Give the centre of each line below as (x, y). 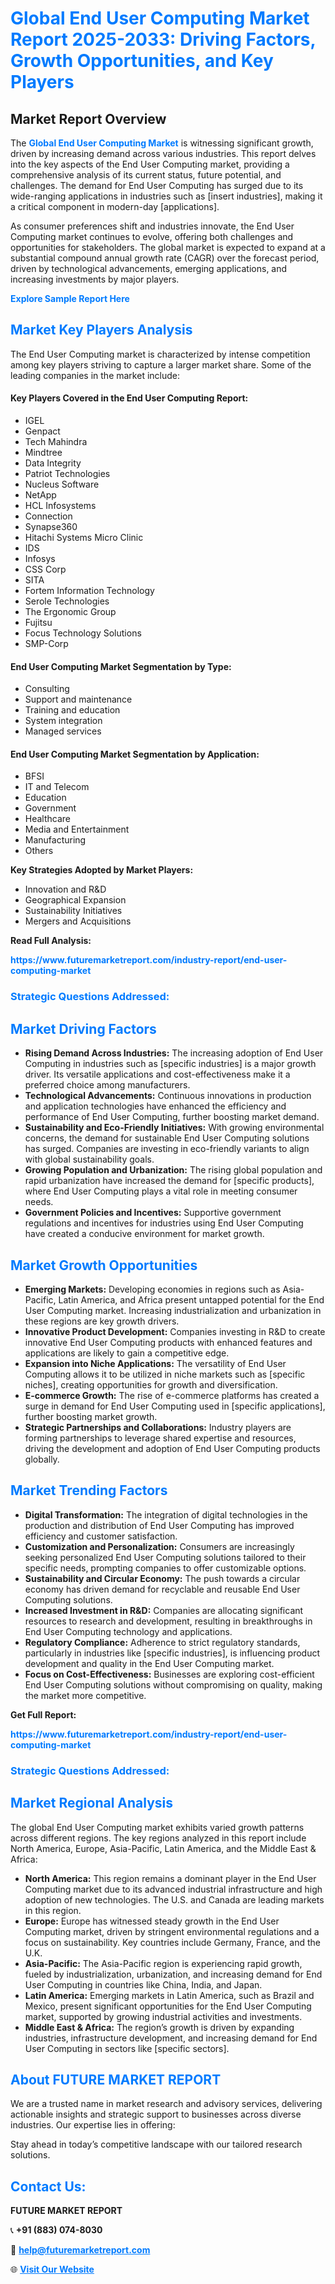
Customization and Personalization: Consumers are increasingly (159, 1546)
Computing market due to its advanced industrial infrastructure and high (173, 1889)
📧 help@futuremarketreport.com (80, 2250)
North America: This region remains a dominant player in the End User (170, 1878)
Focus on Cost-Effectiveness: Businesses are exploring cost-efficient (169, 1674)
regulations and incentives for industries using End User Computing (164, 1223)
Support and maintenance (78, 699)
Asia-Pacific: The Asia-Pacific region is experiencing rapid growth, (163, 1963)
